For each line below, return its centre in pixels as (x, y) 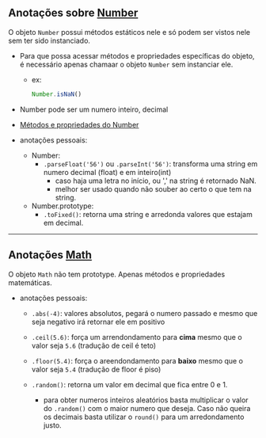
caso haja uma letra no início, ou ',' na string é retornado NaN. (156, 181)
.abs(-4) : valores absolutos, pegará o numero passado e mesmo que (144, 313)
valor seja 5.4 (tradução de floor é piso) (96, 369)
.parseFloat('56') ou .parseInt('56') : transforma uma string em (150, 164)
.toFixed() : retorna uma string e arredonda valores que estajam (148, 214)
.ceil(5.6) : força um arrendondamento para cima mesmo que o (137, 337)
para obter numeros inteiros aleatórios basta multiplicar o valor (146, 400)
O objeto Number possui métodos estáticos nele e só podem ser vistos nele (129, 32)
